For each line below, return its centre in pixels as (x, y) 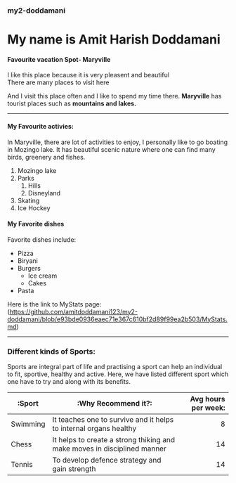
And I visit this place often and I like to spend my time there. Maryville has (114, 96)
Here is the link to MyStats (45, 304)
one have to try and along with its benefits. (69, 382)
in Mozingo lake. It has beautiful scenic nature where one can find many (111, 149)
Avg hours (208, 399)
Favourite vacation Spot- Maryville (59, 59)
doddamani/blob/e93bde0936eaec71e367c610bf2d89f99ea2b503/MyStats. (118, 319)
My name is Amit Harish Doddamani (114, 40)
